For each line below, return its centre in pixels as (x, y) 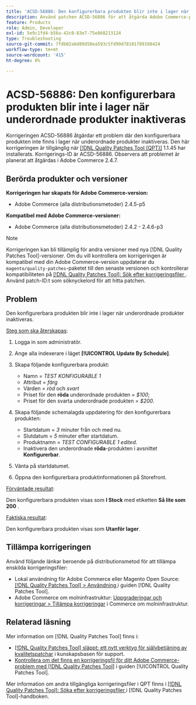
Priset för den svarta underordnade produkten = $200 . (89, 401)
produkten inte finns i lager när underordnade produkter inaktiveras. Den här (98, 142)
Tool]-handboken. (28, 696)
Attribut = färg (40, 382)
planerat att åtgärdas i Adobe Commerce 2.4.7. (62, 160)
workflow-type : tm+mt (32, 50)
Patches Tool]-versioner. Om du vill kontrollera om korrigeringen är (86, 256)
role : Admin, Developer (35, 28)
